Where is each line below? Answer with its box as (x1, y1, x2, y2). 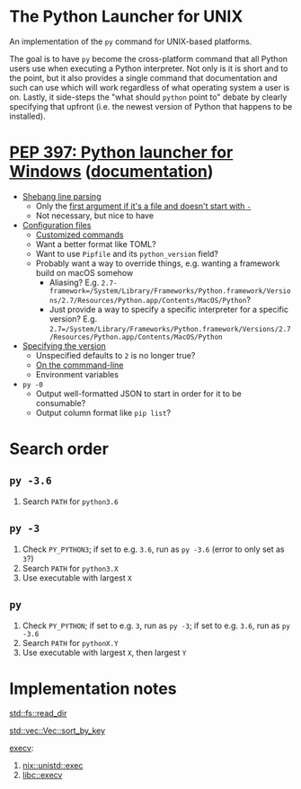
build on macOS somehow (35, 267, 134, 278)
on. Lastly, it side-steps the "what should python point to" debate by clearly (9, 92, 288, 102)
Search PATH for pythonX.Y (22, 637, 119, 648)
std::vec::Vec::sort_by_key (9, 725, 106, 736)
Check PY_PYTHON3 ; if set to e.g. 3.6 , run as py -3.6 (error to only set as (22, 544, 285, 554)
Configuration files (22, 219, 92, 230)
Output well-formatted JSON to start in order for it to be (35, 388, 243, 399)
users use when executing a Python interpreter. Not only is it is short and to (9, 63, 288, 74)
